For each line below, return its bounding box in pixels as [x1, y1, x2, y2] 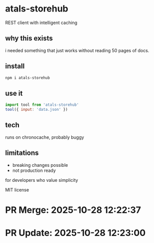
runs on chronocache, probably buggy [5, 134, 84, 140]
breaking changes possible [12, 162, 68, 168]
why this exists [5, 34, 53, 43]
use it [5, 89, 23, 98]
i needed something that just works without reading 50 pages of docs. [5, 47, 150, 53]
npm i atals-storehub [5, 75, 50, 80]
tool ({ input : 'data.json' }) [5, 107, 68, 112]
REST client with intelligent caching [5, 20, 78, 26]
